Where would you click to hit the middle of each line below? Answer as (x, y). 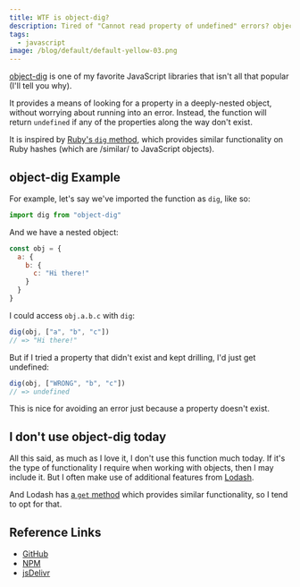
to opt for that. (36, 504)
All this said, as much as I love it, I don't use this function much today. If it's (147, 458)
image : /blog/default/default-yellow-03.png (93, 51)
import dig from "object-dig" (66, 215)
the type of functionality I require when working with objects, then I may (142, 468)
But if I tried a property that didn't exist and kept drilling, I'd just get (133, 357)
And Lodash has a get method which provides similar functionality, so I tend (149, 495)
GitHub (35, 554)
